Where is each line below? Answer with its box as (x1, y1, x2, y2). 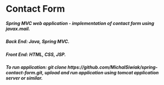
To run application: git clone (6, 64, 67, 70)
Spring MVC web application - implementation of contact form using (6, 20, 154, 26)
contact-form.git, (6, 69, 44, 75)
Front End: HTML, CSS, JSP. (6, 51, 66, 58)
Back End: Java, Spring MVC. (6, 39, 70, 45)
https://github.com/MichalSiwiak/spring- (67, 64, 158, 70)
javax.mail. (6, 25, 31, 32)
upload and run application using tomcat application (44, 69, 159, 75)
